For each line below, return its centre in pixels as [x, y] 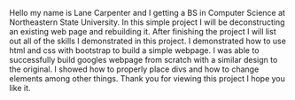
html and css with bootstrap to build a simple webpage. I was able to [134, 50]
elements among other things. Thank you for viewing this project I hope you [147, 78]
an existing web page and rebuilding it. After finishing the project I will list [143, 31]
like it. [20, 88]
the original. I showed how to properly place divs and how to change [134, 69]
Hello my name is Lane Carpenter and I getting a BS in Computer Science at [147, 13]
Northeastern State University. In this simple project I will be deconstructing [147, 22]
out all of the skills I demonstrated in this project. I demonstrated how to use [147, 41]
